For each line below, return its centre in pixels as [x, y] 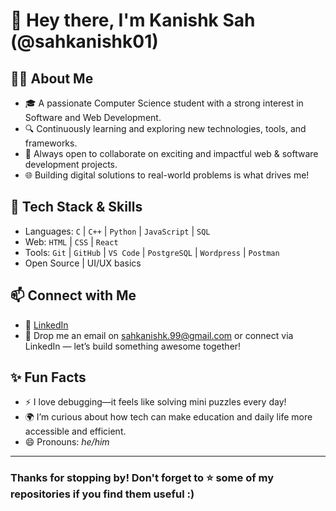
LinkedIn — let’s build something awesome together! [133, 346]
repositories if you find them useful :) [102, 494]
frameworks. [51, 143]
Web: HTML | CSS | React [71, 241]
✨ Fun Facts [48, 377]
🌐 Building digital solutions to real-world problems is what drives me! [167, 175]
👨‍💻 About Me [52, 78]
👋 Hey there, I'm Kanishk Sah [133, 20]
